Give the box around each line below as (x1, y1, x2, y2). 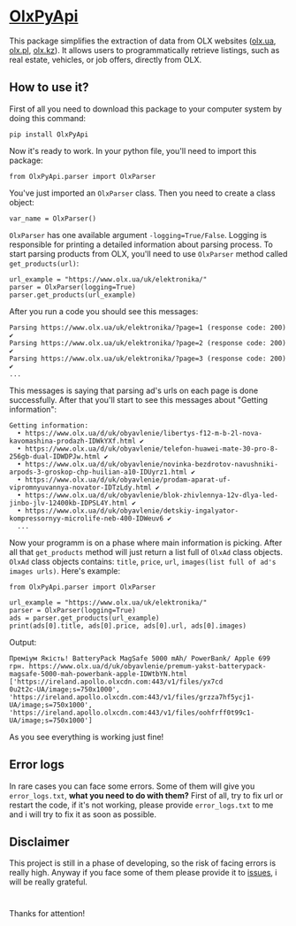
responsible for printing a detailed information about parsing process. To (9, 239, 274, 250)
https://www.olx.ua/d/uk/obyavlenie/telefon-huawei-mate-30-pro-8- (25, 444, 278, 453)
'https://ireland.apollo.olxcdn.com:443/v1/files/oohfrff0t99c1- (9, 708, 254, 717)
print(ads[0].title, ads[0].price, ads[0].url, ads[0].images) (9, 621, 247, 630)
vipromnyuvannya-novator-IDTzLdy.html (9, 482, 152, 492)
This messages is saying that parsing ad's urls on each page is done (9, 385, 259, 396)
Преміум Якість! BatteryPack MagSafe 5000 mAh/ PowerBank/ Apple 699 (9, 653, 271, 663)
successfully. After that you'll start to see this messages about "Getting (9, 394, 268, 405)
